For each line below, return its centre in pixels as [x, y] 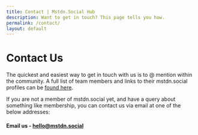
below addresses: [28, 112]
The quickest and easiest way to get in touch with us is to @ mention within [99, 75]
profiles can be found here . [40, 88]
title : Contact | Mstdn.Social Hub [51, 12]
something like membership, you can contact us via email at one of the [94, 106]
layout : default [26, 28]
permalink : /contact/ [33, 23]
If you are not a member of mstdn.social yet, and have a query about [91, 99]
